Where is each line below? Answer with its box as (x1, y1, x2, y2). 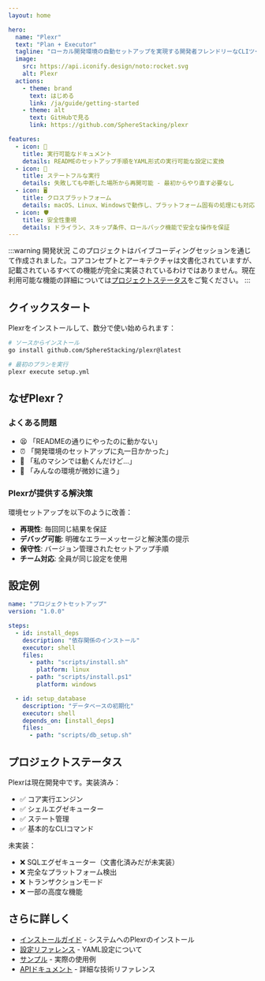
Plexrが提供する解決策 (8, 488, 93, 499)
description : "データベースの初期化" (22, 702, 134, 710)
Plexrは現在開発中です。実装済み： (8, 778, 121, 787)
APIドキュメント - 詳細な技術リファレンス (19, 964, 156, 974)
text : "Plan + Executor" (15, 40, 97, 48)
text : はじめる (28, 91, 75, 99)
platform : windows (36, 681, 97, 688)
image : (15, 55, 37, 63)
